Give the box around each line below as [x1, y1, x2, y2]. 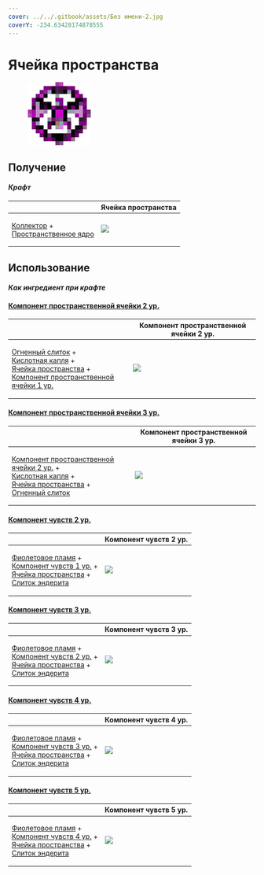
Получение [8, 161, 67, 174]
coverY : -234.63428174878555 [8, 20, 104, 29]
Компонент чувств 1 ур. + [11, 561, 98, 570]
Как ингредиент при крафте [8, 283, 106, 293]
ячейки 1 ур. [11, 381, 53, 390]
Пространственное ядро [11, 229, 94, 238]
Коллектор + [11, 220, 54, 230]
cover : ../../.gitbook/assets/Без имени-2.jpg [8, 13, 163, 20]
